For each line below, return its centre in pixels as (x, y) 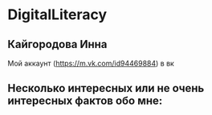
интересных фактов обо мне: (85, 101)
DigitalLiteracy (57, 15)
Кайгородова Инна (57, 44)
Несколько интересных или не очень (106, 88)
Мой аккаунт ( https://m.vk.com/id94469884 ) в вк (91, 63)
